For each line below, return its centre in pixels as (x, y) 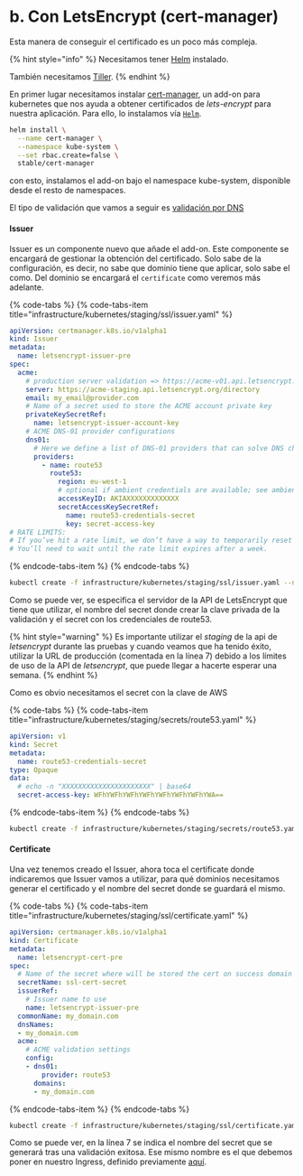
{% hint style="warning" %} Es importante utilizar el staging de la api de (143, 637)
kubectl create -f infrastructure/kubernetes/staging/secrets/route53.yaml (155, 829)
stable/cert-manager (56, 163)
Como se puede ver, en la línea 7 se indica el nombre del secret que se (141, 1143)
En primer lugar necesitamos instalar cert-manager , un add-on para (135, 94)
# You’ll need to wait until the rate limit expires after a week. (139, 549)
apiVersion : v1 (38, 737)
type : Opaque (34, 770)
